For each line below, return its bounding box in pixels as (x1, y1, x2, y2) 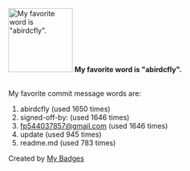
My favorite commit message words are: (8, 89, 142, 98)
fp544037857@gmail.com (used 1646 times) (19, 121, 168, 130)
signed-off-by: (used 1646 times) (19, 113, 130, 122)
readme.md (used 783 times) (19, 138, 116, 147)
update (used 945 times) (19, 129, 102, 139)
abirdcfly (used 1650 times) (19, 104, 111, 113)
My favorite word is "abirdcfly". (74, 65, 182, 74)
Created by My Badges (8, 153, 84, 163)
